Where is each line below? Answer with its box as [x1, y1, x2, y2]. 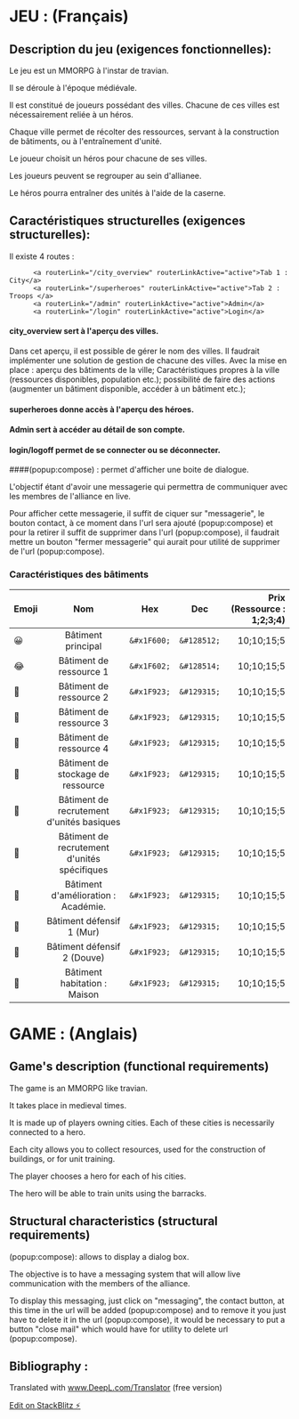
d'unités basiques [45, 815, 121, 828]
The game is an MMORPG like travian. [9, 1082, 149, 1093]
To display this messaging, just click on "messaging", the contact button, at [9, 1295, 285, 1306]
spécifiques [59, 864, 109, 876]
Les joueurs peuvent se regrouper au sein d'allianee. [9, 171, 202, 181]
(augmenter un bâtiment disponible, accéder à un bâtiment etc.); [9, 384, 246, 394]
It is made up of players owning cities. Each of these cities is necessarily [9, 1117, 275, 1128]
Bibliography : [9, 1358, 89, 1374]
